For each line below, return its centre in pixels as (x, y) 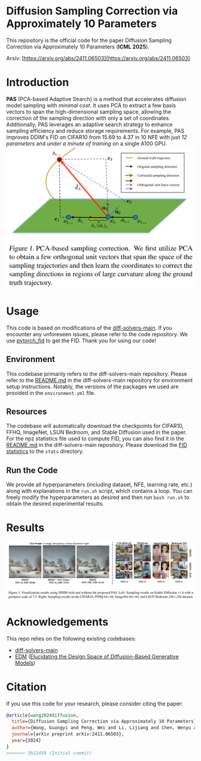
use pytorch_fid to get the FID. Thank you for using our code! (81, 340)
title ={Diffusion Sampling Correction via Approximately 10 (88, 722)
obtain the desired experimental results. (55, 504)
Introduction (38, 83)
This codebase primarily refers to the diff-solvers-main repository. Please (97, 374)
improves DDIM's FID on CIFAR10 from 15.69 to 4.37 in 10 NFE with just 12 (97, 137)
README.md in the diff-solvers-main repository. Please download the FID (97, 445)
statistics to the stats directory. (45, 451)
